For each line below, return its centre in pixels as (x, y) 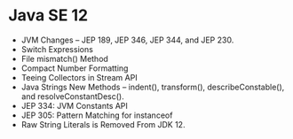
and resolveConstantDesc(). (73, 96)
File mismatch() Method (64, 58)
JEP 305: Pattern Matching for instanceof (97, 115)
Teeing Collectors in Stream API (79, 77)
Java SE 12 (48, 15)
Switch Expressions (57, 49)
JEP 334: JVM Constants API (74, 105)
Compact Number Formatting (75, 68)
